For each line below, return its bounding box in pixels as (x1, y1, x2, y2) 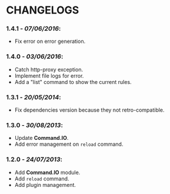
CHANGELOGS (6, 4, 79, 17)
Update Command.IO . (14, 135, 69, 142)
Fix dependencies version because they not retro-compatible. (14, 106, 165, 113)
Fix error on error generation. (14, 38, 86, 45)
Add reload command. (14, 175, 69, 182)
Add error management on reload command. (14, 141, 124, 148)
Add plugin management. (14, 181, 76, 188)
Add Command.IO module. (14, 169, 81, 176)
